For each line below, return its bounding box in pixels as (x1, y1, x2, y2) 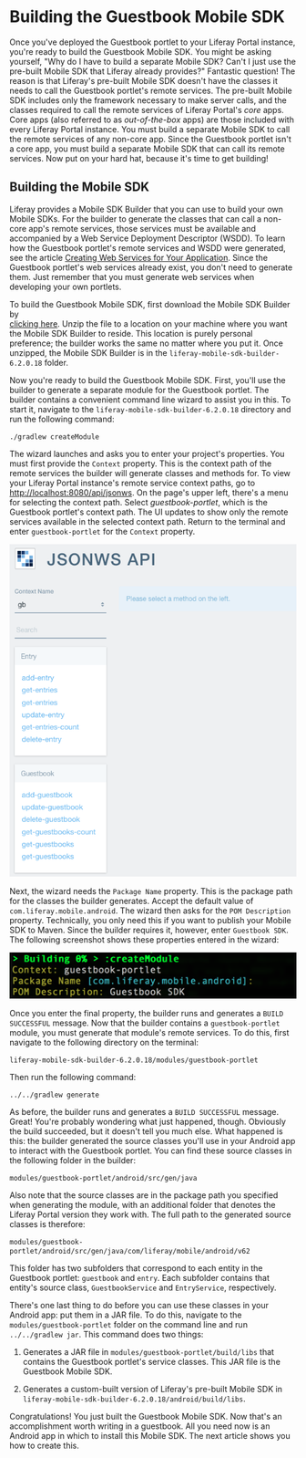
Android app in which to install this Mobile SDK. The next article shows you (9, 1430, 291, 1441)
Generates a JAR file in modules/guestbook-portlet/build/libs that (22, 1346, 275, 1357)
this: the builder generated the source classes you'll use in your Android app (9, 1135, 296, 1146)
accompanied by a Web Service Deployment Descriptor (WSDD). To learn (9, 233, 286, 244)
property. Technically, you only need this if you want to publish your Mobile (9, 914, 291, 925)
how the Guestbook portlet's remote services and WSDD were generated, (9, 242, 287, 253)
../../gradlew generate (9, 1090, 100, 1099)
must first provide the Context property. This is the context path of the (9, 458, 272, 469)
